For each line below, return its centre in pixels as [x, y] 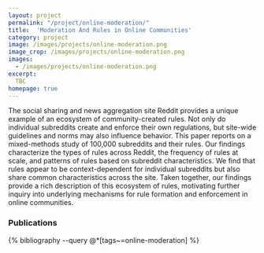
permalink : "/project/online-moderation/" [79, 23]
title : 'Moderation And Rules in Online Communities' [100, 30]
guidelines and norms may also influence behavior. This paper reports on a [130, 136]
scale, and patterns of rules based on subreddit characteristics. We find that [132, 161]
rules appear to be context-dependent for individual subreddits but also [124, 169]
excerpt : [22, 74]
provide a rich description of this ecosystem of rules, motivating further [124, 186]
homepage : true [33, 88]
